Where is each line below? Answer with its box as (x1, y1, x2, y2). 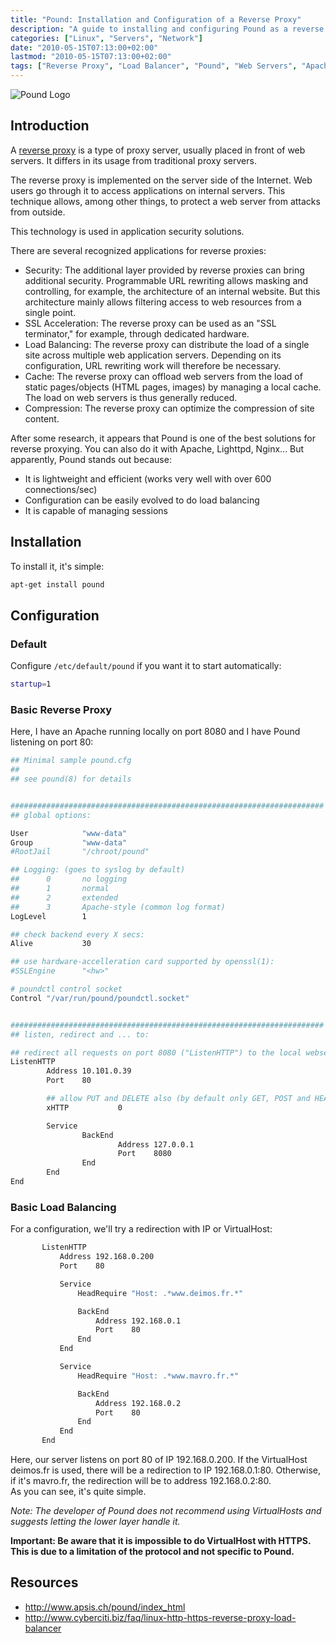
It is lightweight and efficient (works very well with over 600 (24, 472, 272, 485)
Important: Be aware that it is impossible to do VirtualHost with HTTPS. (10, 1535, 312, 1547)
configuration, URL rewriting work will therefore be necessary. (24, 359, 282, 371)
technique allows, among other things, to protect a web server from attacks (10, 195, 321, 207)
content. (24, 412, 60, 425)
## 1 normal (10, 884, 110, 894)
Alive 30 (10, 939, 92, 949)
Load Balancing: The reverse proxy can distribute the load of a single (24, 338, 310, 350)
